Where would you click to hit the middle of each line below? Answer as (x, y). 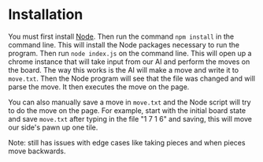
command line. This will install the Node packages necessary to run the (124, 44)
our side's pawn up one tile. (53, 127)
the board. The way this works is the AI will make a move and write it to (123, 70)
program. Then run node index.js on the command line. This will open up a (130, 53)
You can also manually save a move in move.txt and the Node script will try (130, 102)
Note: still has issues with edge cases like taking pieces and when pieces (127, 142)
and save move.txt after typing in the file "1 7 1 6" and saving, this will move (130, 119)
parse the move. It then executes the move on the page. (99, 87)
